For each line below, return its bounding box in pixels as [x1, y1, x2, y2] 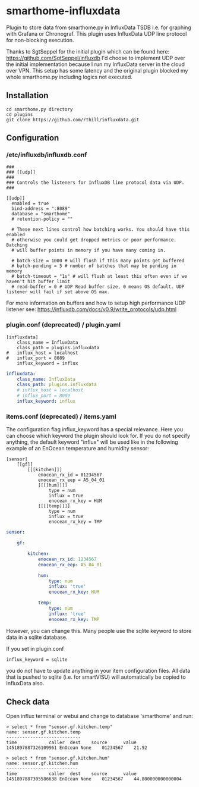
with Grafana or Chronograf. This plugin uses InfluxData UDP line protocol [6, 30, 187, 37]
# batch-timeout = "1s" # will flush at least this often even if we [11, 274, 187, 280]
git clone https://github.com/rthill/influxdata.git [6, 117, 140, 123]
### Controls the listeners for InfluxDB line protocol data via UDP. [6, 180, 185, 186]
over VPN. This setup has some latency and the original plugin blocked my [6, 67, 188, 74]
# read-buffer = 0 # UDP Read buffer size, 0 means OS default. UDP [11, 284, 185, 290]
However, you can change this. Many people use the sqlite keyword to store [6, 627, 192, 634]
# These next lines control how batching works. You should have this [11, 227, 190, 233]
